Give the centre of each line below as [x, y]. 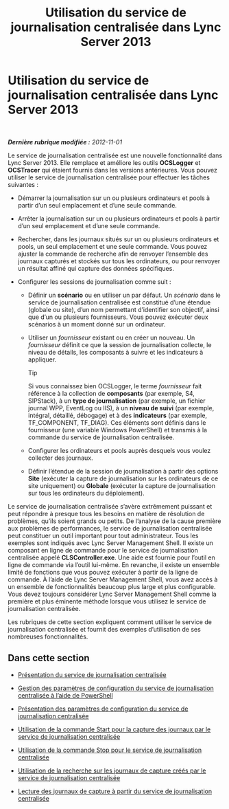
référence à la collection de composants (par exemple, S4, [111, 393]
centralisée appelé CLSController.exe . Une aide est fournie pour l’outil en [111, 557]
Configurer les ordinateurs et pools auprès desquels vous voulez [119, 450]
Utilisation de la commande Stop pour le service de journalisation [110, 750]
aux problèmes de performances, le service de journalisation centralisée [110, 528]
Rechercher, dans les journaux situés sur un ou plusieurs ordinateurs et [118, 239]
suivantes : [23, 184]
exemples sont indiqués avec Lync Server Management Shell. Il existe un [110, 543]
